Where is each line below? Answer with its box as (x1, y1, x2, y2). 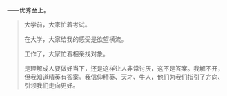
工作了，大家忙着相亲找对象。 (23, 50, 109, 58)
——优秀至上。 (7, 6, 50, 14)
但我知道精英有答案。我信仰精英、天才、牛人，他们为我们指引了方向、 (23, 73, 224, 81)
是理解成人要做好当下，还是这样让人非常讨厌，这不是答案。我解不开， (23, 64, 224, 72)
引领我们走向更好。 (23, 82, 79, 89)
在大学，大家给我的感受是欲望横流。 (23, 35, 128, 43)
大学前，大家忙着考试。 (23, 21, 91, 29)
